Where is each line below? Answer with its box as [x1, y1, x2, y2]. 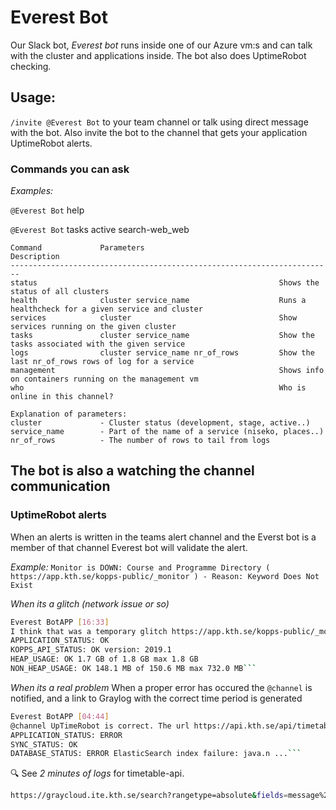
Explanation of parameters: [10, 409, 128, 420]
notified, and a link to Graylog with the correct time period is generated [10, 692, 303, 704]
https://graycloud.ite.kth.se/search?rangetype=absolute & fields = [10, 791, 288, 801]
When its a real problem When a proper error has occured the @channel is [10, 681, 313, 693]
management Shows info [10, 366, 325, 376]
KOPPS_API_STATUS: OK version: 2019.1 [10, 645, 172, 655]
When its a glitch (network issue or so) [10, 597, 170, 610]
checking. [10, 60, 52, 72]
